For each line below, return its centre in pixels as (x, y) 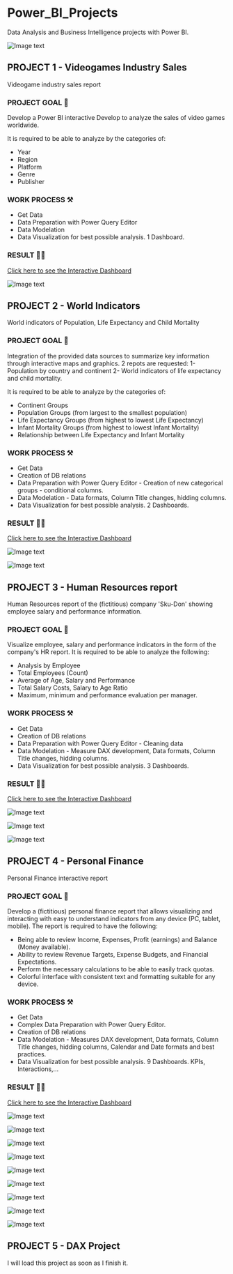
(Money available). (44, 947)
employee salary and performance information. (75, 612)
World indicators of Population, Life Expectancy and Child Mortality (103, 323)
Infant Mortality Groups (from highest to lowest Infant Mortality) (108, 427)
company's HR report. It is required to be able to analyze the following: (109, 652)
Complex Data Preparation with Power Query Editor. (91, 1025)
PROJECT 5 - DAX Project (64, 1246)
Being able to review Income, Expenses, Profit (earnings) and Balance (117, 940)
